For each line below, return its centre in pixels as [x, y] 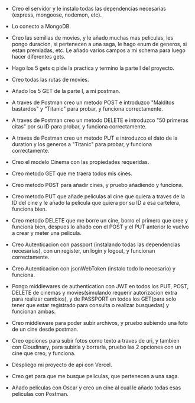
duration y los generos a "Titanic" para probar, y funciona [82, 144]
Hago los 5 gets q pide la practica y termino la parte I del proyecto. [93, 68]
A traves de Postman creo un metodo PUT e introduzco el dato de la [95, 138]
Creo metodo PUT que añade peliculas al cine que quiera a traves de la [98, 196]
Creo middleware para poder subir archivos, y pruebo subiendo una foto [100, 323]
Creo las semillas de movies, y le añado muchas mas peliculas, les [92, 38]
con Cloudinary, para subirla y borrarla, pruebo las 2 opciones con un [96, 347]
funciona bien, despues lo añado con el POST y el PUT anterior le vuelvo [100, 227]
